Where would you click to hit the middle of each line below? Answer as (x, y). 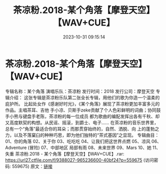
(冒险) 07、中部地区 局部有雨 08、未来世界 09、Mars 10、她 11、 (94, 147)
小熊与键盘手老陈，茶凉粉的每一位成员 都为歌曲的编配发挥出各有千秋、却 (84, 116)
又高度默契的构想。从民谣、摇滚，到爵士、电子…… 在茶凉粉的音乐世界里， (82, 122)
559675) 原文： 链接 (32, 166)
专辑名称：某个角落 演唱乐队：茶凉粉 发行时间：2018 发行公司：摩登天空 (80, 91)
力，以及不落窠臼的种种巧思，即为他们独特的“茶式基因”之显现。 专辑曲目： (82, 135)
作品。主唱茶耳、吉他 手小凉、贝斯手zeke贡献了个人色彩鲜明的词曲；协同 (81, 110)
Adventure (16, 147)
